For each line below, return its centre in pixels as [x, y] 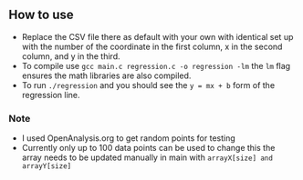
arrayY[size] [47, 166]
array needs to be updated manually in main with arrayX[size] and [147, 157]
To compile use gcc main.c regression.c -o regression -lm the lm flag [156, 65]
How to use [41, 15]
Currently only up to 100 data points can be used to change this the [148, 148]
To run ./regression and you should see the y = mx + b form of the [148, 85]
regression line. [51, 95]
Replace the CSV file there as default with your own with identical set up [157, 36]
